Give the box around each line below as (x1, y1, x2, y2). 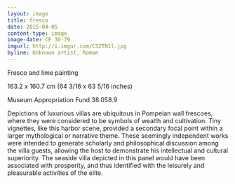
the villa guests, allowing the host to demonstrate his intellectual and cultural (7, 146, 229, 155)
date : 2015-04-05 (7, 23, 58, 30)
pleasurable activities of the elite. (7, 169, 103, 177)
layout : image (7, 10, 49, 17)
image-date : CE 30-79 (7, 36, 71, 43)
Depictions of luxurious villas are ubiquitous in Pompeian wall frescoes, (7, 109, 213, 118)
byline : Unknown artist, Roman (7, 50, 99, 57)
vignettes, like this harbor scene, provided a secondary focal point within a (7, 124, 223, 132)
